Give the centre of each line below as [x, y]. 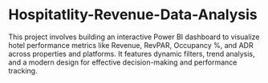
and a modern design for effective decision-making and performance [123, 62]
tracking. [23, 70]
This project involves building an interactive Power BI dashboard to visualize [134, 37]
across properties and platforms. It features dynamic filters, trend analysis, [132, 53]
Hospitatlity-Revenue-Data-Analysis [133, 15]
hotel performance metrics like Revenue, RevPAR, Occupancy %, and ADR [131, 45]
